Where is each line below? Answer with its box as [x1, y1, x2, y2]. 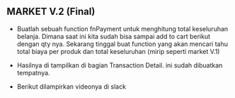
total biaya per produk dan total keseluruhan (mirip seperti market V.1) [16, 47, 220, 55]
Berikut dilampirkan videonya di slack [16, 82, 127, 91]
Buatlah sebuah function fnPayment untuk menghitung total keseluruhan [16, 24, 229, 33]
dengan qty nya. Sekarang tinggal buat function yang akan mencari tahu [16, 39, 228, 48]
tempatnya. [16, 68, 50, 77]
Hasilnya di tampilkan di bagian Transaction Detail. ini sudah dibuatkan [16, 60, 223, 70]
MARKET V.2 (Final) [6, 6, 96, 18]
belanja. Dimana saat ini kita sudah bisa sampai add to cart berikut [16, 32, 210, 40]
